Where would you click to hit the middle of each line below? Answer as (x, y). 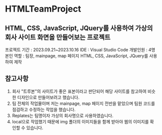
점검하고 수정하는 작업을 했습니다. (44, 109)
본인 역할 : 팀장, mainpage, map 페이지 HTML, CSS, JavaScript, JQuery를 (77, 56)
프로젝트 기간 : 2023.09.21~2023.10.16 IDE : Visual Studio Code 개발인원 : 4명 (80, 50)
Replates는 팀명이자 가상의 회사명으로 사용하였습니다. (63, 116)
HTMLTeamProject (43, 9)
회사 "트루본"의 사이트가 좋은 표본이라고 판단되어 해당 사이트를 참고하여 (79, 91)
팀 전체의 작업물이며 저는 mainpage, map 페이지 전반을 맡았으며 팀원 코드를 (83, 103)
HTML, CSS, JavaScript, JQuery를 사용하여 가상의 (79, 28)
